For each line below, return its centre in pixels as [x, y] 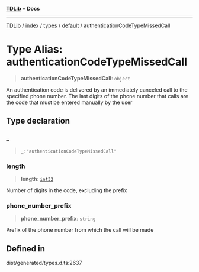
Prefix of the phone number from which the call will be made [80, 230]
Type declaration [38, 121]
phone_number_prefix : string [58, 219]
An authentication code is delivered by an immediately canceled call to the [97, 90]
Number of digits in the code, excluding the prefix [67, 190]
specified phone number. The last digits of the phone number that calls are [97, 96]
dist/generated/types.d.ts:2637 [44, 263]
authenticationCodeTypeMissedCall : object [75, 78]
